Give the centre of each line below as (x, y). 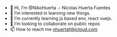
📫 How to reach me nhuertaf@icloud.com (54, 29)
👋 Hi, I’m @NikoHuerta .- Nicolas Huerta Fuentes (60, 8)
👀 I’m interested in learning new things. (50, 13)
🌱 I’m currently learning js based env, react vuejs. (61, 18)
